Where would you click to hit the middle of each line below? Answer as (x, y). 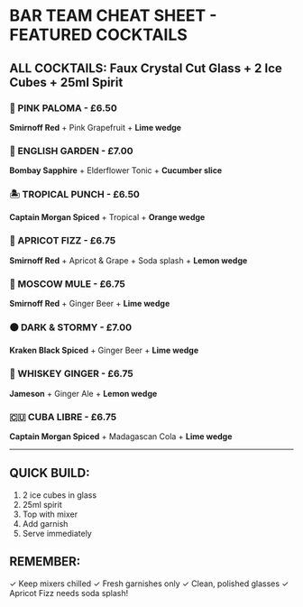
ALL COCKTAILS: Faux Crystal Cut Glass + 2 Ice (146, 68)
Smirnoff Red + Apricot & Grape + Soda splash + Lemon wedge (129, 260)
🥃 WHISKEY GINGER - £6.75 (71, 373)
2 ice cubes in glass (60, 495)
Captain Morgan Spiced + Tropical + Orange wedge (107, 217)
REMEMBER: (45, 561)
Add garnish (45, 523)
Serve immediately (57, 533)
